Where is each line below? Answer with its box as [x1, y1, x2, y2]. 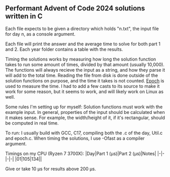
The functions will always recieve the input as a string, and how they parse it [5, 67, 165, 73]
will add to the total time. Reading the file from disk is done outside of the [5, 72, 158, 78]
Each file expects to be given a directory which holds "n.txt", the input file [5, 25, 159, 32]
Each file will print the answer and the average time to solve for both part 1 [5, 41, 161, 47]
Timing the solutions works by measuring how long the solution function [5, 56, 156, 62]
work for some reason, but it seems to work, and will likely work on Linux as [5, 88, 164, 95]
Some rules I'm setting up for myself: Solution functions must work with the [5, 104, 163, 110]
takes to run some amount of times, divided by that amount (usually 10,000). [5, 61, 165, 68]
